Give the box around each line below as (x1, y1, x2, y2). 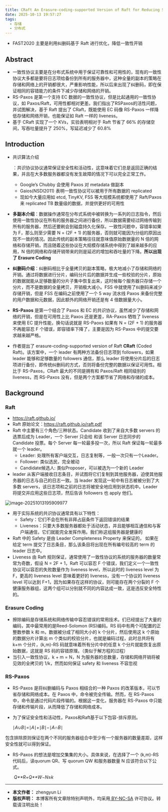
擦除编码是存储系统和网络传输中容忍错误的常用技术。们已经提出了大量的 (12, 616, 161, 622)
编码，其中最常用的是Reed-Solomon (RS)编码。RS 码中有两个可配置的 (12, 622, 157, 628)
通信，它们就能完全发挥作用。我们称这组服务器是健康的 (28, 529, 143, 535)
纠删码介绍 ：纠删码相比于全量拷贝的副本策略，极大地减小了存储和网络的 (12, 265, 161, 271)
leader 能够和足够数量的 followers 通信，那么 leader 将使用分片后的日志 (12, 355, 160, 361)
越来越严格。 (16, 332, 43, 338)
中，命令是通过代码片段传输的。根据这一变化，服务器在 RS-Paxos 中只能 (12, 697, 162, 703)
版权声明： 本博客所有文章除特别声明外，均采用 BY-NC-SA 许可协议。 (12, 795, 156, 801)
